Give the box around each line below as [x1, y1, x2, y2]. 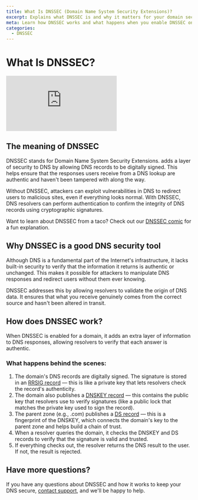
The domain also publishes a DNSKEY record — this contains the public [14, 392, 189, 399]
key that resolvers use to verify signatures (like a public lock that [14, 397, 171, 404]
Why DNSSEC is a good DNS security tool [6, 241, 161, 251]
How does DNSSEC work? [6, 317, 103, 327]
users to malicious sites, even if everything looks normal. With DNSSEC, [6, 193, 181, 200]
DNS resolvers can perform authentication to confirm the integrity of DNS [6, 200, 184, 207]
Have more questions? [6, 465, 91, 475]
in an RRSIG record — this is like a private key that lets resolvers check [14, 379, 187, 386]
